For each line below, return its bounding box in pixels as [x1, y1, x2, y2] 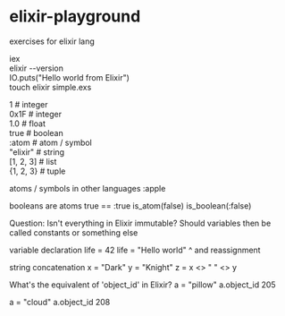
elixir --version [9, 63, 64, 73]
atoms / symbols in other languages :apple [9, 183, 166, 193]
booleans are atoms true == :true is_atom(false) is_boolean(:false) [9, 200, 252, 211]
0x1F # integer [9, 108, 63, 119]
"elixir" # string [9, 146, 65, 158]
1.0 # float [9, 118, 46, 129]
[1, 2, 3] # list [9, 156, 57, 167]
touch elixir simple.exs [9, 81, 92, 92]
